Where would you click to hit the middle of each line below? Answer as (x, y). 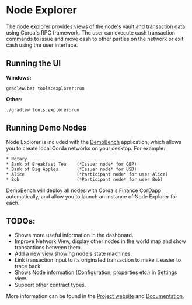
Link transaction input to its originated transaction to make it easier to (98, 260)
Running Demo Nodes (47, 128)
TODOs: (21, 221)
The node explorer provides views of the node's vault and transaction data (96, 26)
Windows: (19, 77)
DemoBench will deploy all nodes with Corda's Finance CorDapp (84, 190)
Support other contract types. (50, 285)
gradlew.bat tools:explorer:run (45, 88)
